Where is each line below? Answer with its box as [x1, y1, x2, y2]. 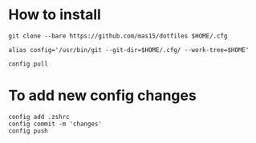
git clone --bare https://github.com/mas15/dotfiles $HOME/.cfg [8, 32, 228, 40]
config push [8, 126, 48, 135]
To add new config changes [8, 86, 197, 105]
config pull [8, 60, 48, 68]
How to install [8, 6, 102, 24]
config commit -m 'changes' [8, 120, 103, 128]
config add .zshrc [8, 113, 70, 121]
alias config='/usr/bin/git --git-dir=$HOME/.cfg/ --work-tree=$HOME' [8, 46, 250, 54]
